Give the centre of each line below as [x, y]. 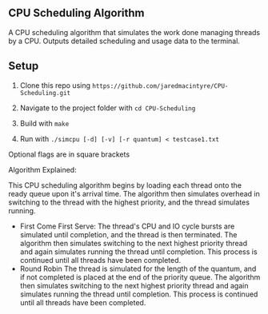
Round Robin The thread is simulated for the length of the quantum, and [138, 268]
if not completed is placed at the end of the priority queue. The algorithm [140, 277]
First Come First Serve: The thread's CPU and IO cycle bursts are [127, 226]
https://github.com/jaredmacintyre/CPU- [160, 86]
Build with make [44, 123]
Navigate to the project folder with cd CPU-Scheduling [108, 108]
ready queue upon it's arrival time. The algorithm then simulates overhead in [134, 193]
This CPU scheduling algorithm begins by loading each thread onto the [125, 185]
